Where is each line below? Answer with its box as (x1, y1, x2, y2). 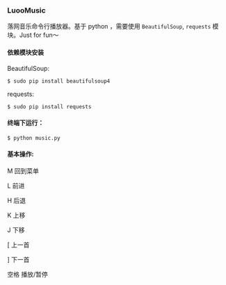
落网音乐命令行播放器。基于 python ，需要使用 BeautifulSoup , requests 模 (7, 22, 219, 31)
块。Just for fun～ (7, 31, 59, 40)
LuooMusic (7, 6, 47, 15)
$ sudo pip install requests (7, 103, 92, 110)
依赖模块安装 (7, 48, 44, 56)
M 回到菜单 (7, 166, 40, 175)
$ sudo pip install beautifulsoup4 (7, 77, 111, 85)
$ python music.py (7, 134, 60, 141)
